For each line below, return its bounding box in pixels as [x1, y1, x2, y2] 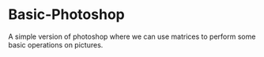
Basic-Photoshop [8, 6, 125, 24]
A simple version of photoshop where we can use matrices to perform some [8, 32, 256, 41]
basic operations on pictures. [8, 40, 104, 49]
